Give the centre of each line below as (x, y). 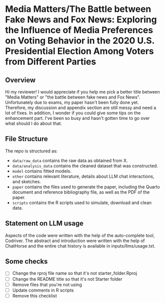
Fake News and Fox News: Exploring (81, 20)
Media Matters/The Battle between (78, 9)
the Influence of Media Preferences (79, 30)
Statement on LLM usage (44, 224)
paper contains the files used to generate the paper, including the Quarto (86, 187)
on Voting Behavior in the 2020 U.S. (80, 41)
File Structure (26, 139)
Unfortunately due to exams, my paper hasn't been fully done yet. (72, 102)
